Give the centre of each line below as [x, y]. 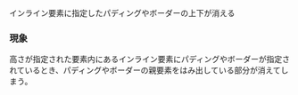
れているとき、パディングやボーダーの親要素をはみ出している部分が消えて [145, 70]
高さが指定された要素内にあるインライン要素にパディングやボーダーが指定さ [150, 59]
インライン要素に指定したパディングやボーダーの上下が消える [122, 13]
